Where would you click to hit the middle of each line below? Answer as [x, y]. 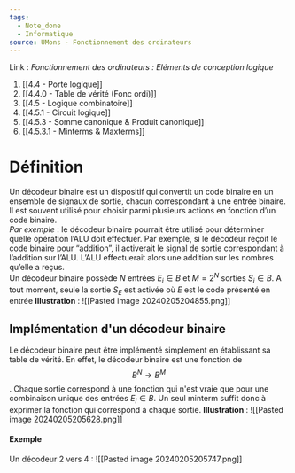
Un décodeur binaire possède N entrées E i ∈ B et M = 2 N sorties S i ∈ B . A [145, 278]
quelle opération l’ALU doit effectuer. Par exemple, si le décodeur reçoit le [144, 239]
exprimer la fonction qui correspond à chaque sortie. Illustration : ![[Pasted [146, 409]
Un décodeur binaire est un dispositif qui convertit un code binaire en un [141, 192]
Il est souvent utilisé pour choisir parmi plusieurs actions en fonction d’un [143, 211]
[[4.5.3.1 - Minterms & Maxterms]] [83, 132]
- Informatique [45, 34]
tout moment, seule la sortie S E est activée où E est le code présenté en [140, 291]
